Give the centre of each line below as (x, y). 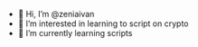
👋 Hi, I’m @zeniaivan (56, 14)
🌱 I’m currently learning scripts (75, 33)
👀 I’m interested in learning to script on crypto (103, 23)
